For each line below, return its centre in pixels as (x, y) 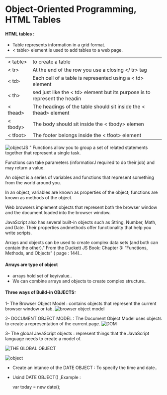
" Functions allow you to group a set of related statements (89, 147)
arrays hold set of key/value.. (42, 275)
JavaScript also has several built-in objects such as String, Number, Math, (81, 222)
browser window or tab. (29, 309)
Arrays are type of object (32, 264)
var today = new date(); (36, 387)
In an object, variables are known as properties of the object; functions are (82, 192)
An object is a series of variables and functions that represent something (80, 177)
